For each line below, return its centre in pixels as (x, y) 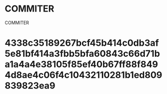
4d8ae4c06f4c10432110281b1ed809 (83, 75)
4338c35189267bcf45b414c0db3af (82, 43)
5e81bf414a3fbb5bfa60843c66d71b (82, 54)
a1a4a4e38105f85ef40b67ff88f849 (81, 65)
